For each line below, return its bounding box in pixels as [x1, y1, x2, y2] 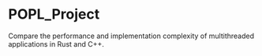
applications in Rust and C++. [8, 39, 104, 48]
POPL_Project [8, 5, 100, 23]
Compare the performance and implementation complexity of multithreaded [8, 31, 255, 40]
